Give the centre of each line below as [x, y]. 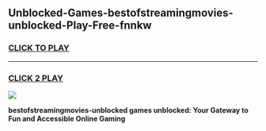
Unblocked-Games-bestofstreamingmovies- [121, 13]
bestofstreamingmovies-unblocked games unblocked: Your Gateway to [129, 110]
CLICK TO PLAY [39, 48]
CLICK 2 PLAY [36, 78]
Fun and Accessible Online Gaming [67, 118]
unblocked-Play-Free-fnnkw [80, 26]
